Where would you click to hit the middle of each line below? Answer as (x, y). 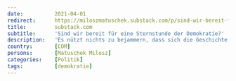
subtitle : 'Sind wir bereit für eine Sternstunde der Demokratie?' (116, 33)
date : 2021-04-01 (47, 14)
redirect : (22, 20)
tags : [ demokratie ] (50, 66)
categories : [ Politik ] (45, 60)
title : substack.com (50, 27)
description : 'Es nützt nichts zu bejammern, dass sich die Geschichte (118, 40)
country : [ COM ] (39, 46)
